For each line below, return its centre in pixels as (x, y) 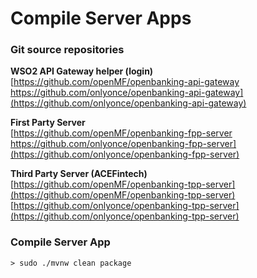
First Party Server (48, 123)
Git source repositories (67, 50)
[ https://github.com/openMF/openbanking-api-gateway (125, 82)
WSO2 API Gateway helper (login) (82, 71)
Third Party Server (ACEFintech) (79, 174)
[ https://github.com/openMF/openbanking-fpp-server (121, 133)
